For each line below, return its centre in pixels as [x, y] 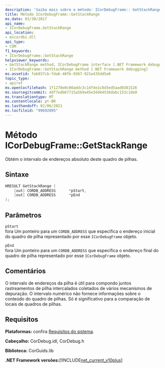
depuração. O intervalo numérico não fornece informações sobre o [73, 294]
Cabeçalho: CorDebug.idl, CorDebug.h [45, 341]
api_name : [15, 23]
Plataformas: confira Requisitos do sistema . [50, 331]
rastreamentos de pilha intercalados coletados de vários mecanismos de [79, 288]
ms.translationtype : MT [29, 97]
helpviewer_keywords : [27, 60]
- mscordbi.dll [21, 37]
